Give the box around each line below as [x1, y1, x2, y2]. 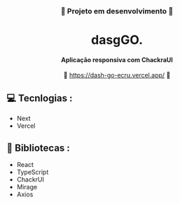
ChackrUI [16, 175, 45, 184]
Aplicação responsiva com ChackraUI [61, 55, 173, 64]
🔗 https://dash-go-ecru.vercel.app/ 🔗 [63, 71, 171, 80]
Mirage [16, 182, 38, 191]
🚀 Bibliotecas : [6, 142, 71, 154]
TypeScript [16, 168, 49, 176]
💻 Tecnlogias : [6, 92, 73, 104]
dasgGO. [91, 32, 143, 48]
